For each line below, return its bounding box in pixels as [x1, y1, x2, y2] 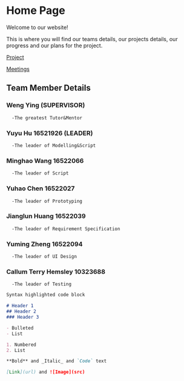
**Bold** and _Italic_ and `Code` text [6, 358, 107, 364]
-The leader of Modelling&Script [11, 142, 96, 148]
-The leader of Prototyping [11, 198, 83, 204]
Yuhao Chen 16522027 [6, 184, 75, 193]
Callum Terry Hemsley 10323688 [6, 268, 106, 276]
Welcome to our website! [6, 24, 68, 31]
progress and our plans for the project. [6, 42, 103, 49]
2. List [6, 347, 26, 353]
